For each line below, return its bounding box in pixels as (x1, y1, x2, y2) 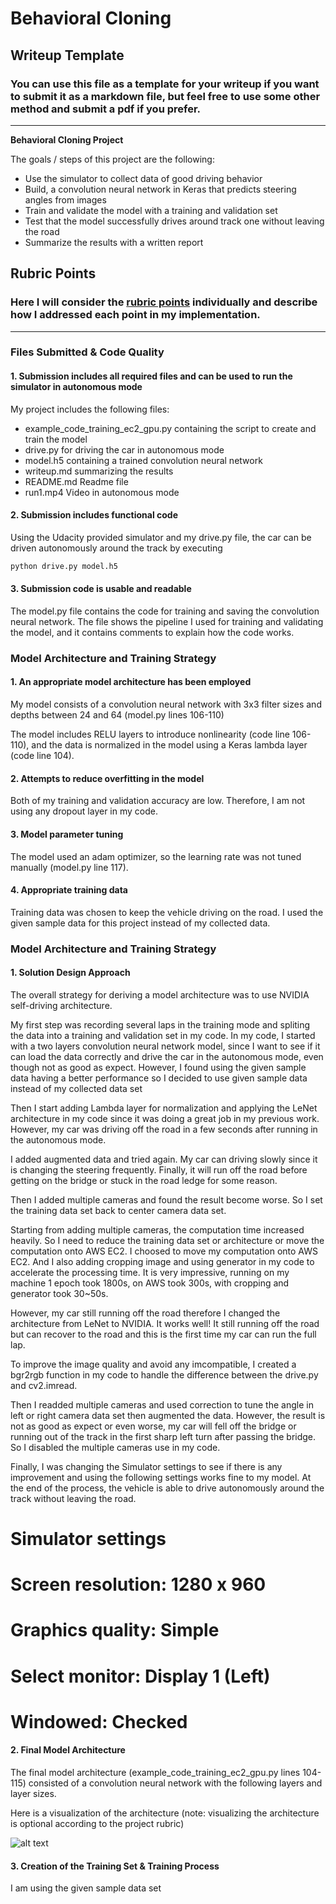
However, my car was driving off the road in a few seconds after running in (10, 1123, 318, 1135)
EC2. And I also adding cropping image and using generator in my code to (10, 1255, 315, 1267)
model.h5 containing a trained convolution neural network (24, 454, 263, 466)
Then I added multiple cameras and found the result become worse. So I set (10, 1193, 323, 1206)
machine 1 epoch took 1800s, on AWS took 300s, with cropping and (10, 1277, 290, 1289)
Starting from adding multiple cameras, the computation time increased (10, 1223, 305, 1236)
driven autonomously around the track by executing (10, 542, 223, 554)
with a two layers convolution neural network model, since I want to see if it (10, 1040, 321, 1052)
